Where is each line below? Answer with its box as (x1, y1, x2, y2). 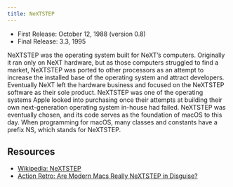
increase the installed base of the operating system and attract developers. (7, 73, 225, 82)
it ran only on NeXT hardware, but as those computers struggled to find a (7, 58, 219, 67)
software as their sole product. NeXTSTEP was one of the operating (7, 88, 204, 96)
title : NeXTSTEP (7, 10, 55, 18)
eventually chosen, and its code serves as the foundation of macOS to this (7, 110, 222, 119)
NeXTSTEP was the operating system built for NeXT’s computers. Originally (7, 51, 225, 59)
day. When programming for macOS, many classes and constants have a (7, 117, 218, 127)
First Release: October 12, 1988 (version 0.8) (17, 30, 146, 38)
